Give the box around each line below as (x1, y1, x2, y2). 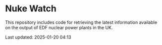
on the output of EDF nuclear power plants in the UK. (5, 24, 113, 30)
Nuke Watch (5, 3, 57, 14)
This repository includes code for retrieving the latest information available (5, 19, 158, 25)
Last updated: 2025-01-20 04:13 (5, 34, 71, 40)
